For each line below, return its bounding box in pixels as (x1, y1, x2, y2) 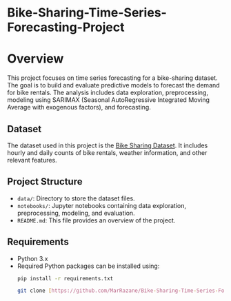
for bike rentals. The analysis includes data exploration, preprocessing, (7, 88, 209, 97)
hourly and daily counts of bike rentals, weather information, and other (7, 148, 208, 156)
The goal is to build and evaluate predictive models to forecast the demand (7, 81, 220, 90)
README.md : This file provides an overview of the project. (17, 216, 176, 225)
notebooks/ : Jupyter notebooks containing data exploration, (17, 201, 187, 209)
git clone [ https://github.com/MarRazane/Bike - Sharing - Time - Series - (17, 287, 219, 294)
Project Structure (7, 176, 83, 187)
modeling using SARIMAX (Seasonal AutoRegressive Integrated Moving (7, 96, 210, 104)
